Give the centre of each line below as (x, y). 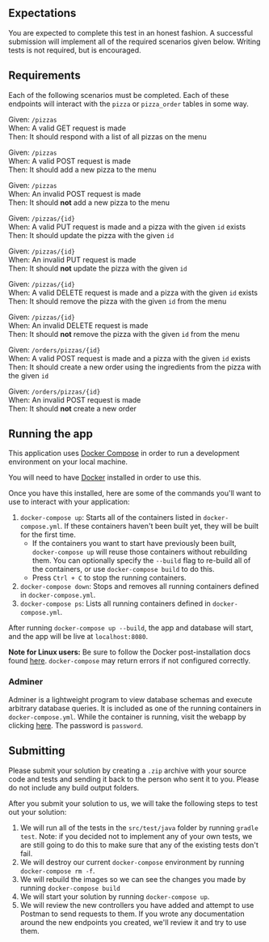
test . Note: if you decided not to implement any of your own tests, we (136, 836)
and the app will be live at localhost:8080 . (78, 637)
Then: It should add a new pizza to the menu (82, 169)
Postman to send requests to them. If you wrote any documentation (132, 914)
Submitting (37, 751)
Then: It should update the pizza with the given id (91, 235)
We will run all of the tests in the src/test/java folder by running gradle (139, 827)
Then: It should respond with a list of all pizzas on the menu (108, 136)
